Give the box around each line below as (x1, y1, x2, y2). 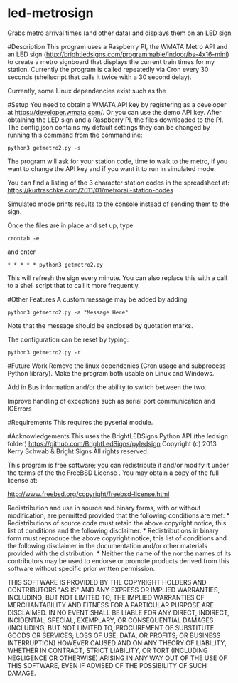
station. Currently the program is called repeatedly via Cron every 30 (7, 65, 209, 73)
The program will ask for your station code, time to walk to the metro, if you (7, 157, 228, 165)
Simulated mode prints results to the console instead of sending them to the (7, 200, 229, 208)
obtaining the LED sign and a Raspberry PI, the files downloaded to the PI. (7, 115, 224, 124)
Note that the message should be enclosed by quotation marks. (7, 321, 193, 329)
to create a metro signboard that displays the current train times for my (7, 57, 215, 66)
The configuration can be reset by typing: (7, 335, 129, 344)
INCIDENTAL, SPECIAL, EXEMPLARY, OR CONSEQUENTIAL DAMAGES (7, 615, 214, 625)
